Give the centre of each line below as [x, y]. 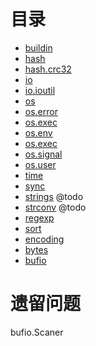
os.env [38, 132]
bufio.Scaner [37, 332]
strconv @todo [55, 207]
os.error [41, 111]
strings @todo [54, 196]
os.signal [43, 154]
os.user [40, 164]
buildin [38, 47]
